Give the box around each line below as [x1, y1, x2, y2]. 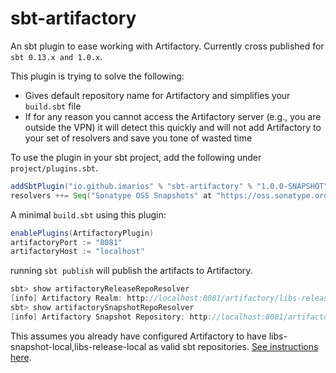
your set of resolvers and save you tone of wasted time [24, 132, 253, 144]
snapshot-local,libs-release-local [10, 340, 147, 352]
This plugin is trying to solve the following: [10, 70, 185, 82]
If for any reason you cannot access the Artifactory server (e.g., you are [24, 110, 322, 122]
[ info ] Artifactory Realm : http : [10, 293, 150, 304]
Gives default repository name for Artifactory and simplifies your [24, 89, 291, 101]
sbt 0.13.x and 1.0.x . [10, 50, 103, 62]
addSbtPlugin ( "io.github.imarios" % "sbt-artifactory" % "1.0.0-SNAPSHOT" [10, 181, 329, 191]
